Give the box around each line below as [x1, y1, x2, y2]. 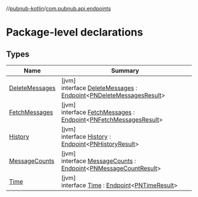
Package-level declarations [6, 26, 143, 39]
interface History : [61, 133, 111, 140]
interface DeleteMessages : [61, 84, 137, 92]
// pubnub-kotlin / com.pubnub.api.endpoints [6, 5, 111, 12]
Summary [111, 67, 140, 74]
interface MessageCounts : [61, 157, 137, 165]
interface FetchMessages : [61, 109, 135, 116]
